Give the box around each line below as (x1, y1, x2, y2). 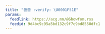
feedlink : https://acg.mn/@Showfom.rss (10, 16, 94, 21)
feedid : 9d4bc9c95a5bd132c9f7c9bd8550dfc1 (10, 21, 100, 26)
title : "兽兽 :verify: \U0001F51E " (5, 7, 79, 12)
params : (5, 12, 22, 17)
